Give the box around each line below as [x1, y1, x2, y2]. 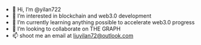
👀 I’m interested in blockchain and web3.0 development [12, 12, 152, 19]
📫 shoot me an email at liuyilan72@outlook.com [12, 32, 134, 39]
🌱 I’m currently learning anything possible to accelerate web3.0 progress [12, 19, 195, 26]
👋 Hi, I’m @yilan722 [12, 6, 62, 13]
